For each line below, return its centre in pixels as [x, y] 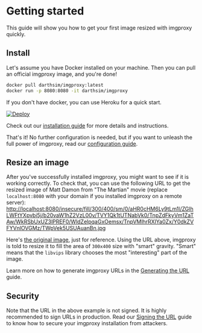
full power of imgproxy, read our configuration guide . [72, 143]
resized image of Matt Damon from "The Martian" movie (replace [87, 190]
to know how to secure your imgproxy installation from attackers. [87, 323]
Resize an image [38, 162]
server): [16, 202]
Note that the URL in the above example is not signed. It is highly [87, 311]
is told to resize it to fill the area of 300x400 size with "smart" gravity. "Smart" [101, 246]
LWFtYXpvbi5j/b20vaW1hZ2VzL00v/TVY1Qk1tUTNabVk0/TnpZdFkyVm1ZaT [100, 216]
